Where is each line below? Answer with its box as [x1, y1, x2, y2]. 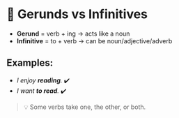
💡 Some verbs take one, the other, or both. [23, 103, 146, 111]
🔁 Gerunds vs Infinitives [6, 6, 148, 22]
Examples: [6, 57, 54, 69]
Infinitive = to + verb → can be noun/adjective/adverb [16, 36, 173, 45]
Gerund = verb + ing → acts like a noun [16, 29, 130, 38]
